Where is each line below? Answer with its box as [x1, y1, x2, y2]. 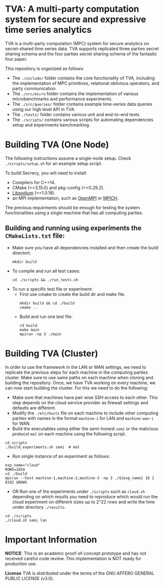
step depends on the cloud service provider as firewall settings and [12, 399, 148, 405]
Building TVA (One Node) [5, 139, 109, 150]
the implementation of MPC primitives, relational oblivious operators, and [12, 80, 160, 86]
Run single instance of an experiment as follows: [12, 453, 110, 459]
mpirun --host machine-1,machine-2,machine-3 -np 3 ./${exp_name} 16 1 [5, 475, 154, 481]
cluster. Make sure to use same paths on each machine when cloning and [5, 374, 153, 380]
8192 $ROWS [5, 480, 27, 485]
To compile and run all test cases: [12, 268, 80, 274]
